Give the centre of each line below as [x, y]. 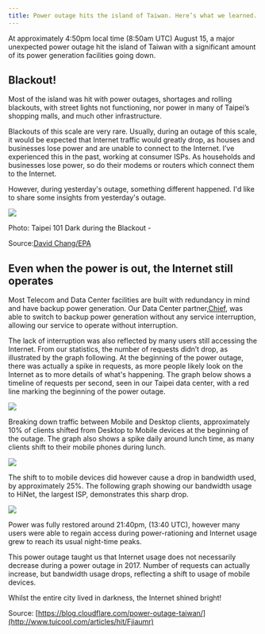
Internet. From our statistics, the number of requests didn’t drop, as [118, 349]
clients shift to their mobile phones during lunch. [87, 447]
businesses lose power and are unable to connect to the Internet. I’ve [121, 149]
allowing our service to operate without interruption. [93, 325]
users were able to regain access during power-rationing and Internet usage [133, 533]
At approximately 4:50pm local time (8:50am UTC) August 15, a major [122, 38]
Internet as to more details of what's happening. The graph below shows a [130, 375]
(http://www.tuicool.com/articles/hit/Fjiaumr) [81, 622]
